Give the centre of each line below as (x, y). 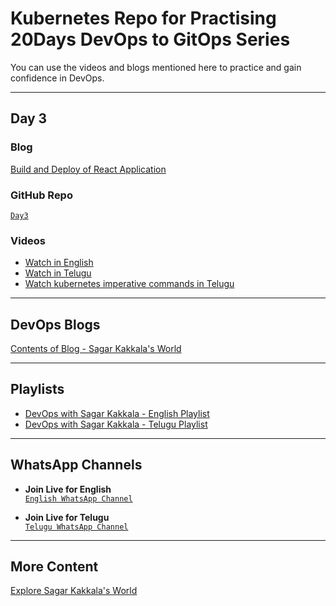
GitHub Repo (41, 195)
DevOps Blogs (55, 324)
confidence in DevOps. (57, 78)
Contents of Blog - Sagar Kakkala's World (96, 349)
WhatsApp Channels (76, 465)
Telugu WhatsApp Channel (76, 527)
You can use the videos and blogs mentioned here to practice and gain (156, 67)
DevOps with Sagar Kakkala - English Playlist (117, 413)
